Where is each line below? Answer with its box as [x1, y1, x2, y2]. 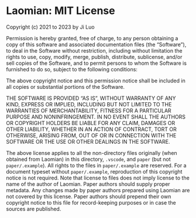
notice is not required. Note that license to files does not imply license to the [6, 174, 190, 181]
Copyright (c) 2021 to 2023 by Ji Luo [6, 23, 95, 30]
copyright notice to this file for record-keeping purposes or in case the [6, 199, 177, 206]
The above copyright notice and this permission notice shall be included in [6, 77, 185, 84]
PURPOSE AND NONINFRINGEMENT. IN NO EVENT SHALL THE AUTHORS [6, 113, 186, 120]
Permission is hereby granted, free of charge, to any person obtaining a [6, 34, 178, 41]
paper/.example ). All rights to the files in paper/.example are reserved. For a [6, 162, 187, 169]
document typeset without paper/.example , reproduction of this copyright [6, 168, 183, 175]
